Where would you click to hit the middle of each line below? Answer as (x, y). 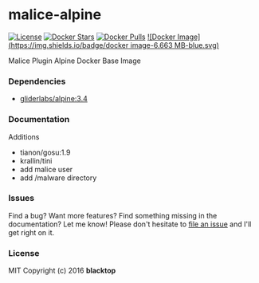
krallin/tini (36, 160)
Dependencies (37, 81)
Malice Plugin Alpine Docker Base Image (75, 61)
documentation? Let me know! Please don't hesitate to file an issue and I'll (130, 224)
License (24, 253)
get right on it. (31, 232)
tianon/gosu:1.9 (45, 152)
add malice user (46, 169)
